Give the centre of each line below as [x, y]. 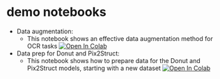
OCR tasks [42, 46]
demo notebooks [56, 12]
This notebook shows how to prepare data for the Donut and [114, 60]
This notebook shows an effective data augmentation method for [120, 38]
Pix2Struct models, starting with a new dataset [94, 68]
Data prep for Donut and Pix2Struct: [68, 53]
